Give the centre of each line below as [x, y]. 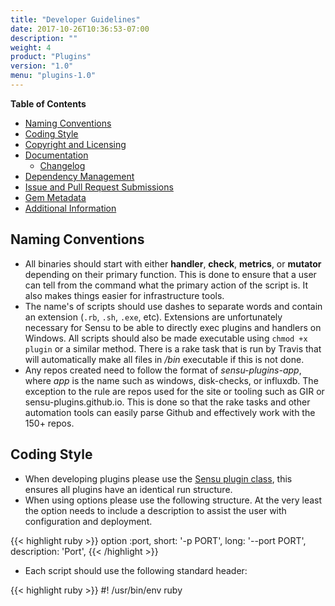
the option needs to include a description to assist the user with [155, 510]
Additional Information [70, 208]
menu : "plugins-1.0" [53, 76]
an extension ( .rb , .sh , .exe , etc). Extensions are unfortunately [153, 317]
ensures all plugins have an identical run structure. [128, 489]
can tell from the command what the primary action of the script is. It [166, 285]
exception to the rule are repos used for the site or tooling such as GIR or [174, 391]
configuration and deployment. [88, 521]
